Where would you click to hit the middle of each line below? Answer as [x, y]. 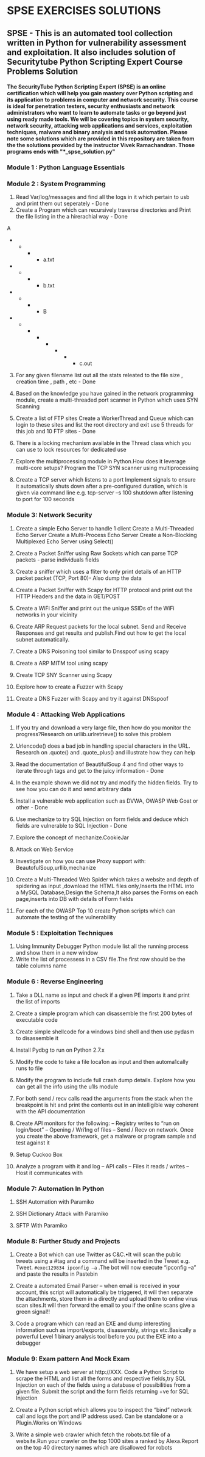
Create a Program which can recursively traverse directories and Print [103, 210]
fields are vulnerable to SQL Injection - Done [71, 825]
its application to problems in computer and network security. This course [102, 100]
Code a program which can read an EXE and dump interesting [93, 1324]
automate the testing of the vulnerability [66, 917]
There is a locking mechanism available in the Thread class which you [103, 443]
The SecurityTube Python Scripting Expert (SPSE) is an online [86, 87]
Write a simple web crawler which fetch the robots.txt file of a [93, 1434]
